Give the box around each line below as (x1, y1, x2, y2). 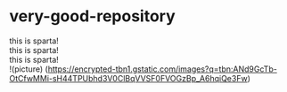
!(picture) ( (9, 64, 49, 74)
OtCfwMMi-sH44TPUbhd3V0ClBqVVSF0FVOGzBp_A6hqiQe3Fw (9, 73, 248, 83)
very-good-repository (9, 6, 176, 27)
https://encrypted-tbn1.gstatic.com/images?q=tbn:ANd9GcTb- (47, 64, 278, 74)
